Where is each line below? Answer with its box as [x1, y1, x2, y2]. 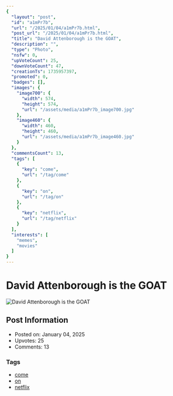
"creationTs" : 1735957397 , [11, 69, 77, 74]
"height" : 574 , [21, 101, 59, 107]
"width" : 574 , [21, 95, 57, 101]
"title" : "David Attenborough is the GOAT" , [11, 36, 122, 42]
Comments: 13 [14, 343, 50, 350]
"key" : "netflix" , [21, 210, 67, 216]
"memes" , [16, 237, 38, 243]
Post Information [6, 315, 68, 325]
